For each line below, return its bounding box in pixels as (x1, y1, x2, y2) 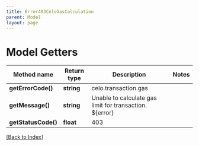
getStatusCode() (9, 118, 57, 126)
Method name (12, 71, 53, 79)
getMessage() (9, 101, 50, 110)
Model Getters (6, 45, 78, 59)
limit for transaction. (91, 101, 147, 110)
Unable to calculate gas (91, 94, 157, 102)
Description (112, 71, 146, 79)
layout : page (6, 20, 38, 26)
